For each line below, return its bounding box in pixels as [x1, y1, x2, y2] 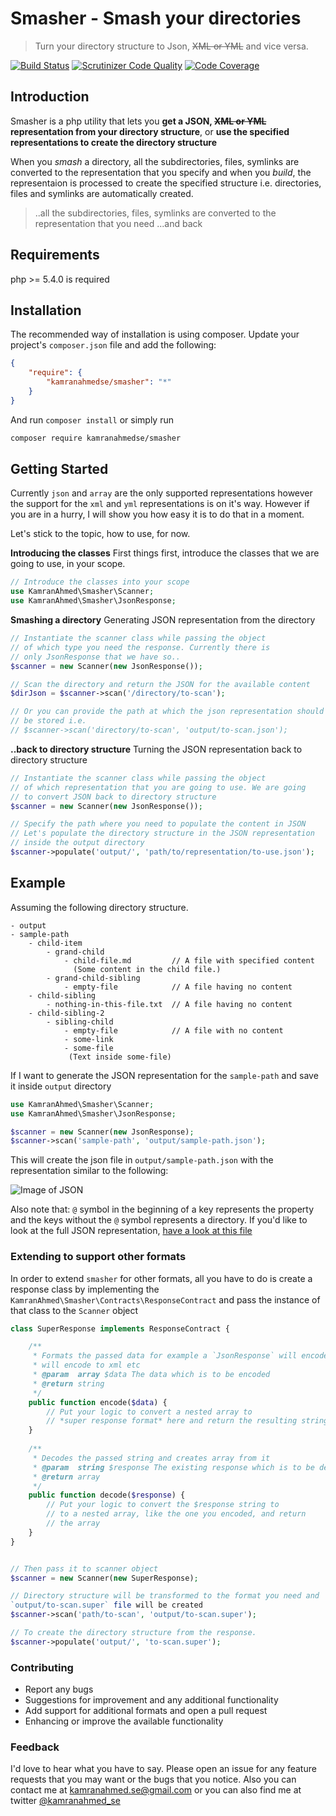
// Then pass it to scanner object [10, 1563, 159, 1574]
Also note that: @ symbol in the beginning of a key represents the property [10, 1203, 315, 1216]
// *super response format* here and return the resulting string [46, 1416, 329, 1426]
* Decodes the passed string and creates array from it [32, 1453, 271, 1463]
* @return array [32, 1472, 101, 1482]
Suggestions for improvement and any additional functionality [24, 1694, 279, 1706]
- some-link [63, 1034, 114, 1044]
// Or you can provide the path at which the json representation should [10, 707, 325, 717]
